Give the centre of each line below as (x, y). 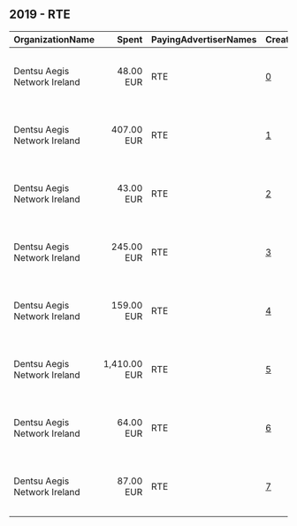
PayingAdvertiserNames (204, 39)
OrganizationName (54, 39)
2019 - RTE (40, 15)
